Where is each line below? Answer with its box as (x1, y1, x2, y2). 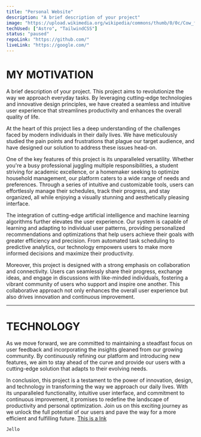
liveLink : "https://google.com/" (6, 43, 90, 48)
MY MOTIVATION (6, 68, 94, 81)
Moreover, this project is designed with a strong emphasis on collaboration (6, 261, 190, 268)
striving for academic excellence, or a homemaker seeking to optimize (6, 168, 179, 175)
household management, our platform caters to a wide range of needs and (6, 174, 190, 181)
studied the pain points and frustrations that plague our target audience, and (6, 137, 194, 144)
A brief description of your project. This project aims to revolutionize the (6, 87, 184, 95)
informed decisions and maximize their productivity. (6, 250, 135, 257)
